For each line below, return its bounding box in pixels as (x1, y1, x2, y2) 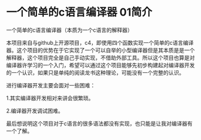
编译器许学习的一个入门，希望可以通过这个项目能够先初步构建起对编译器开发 (6, 61, 195, 69)
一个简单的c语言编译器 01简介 (6, 5, 153, 19)
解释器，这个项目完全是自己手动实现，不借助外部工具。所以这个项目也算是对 (6, 54, 195, 61)
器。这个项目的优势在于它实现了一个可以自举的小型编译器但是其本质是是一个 (6, 46, 195, 54)
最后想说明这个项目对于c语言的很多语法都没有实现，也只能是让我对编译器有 (6, 120, 193, 127)
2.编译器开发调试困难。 (6, 107, 64, 114)
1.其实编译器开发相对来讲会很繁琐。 (6, 94, 94, 102)
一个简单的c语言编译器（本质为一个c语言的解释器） (6, 26, 133, 34)
